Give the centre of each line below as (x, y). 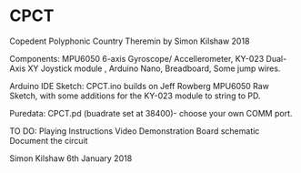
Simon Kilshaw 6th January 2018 (71, 158)
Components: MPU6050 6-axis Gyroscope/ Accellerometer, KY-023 (137, 58)
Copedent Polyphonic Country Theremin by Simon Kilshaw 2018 (130, 41)
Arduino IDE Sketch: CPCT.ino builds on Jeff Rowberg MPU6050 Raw (140, 86)
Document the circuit (49, 140)
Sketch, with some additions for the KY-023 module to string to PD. (135, 96)
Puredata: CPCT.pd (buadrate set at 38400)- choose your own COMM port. (151, 113)
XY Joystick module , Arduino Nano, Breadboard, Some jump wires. (154, 68)
